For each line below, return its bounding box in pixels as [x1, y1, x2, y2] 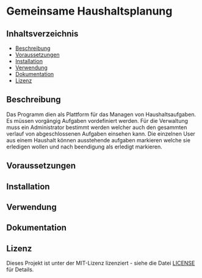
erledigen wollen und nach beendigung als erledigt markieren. [6, 143, 163, 150]
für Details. [6, 266, 34, 273]
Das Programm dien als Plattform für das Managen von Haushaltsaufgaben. [6, 111, 197, 118]
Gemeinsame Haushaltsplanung [6, 4, 173, 18]
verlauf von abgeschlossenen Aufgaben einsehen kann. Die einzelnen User [6, 130, 195, 137]
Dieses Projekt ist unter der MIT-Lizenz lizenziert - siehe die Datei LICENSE [6, 260, 195, 267]
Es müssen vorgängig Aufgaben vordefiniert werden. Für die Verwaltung [6, 117, 188, 124]
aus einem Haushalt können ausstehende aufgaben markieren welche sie [6, 136, 191, 144]
